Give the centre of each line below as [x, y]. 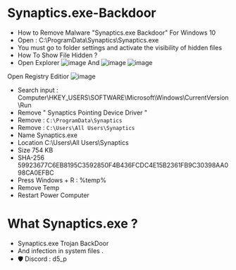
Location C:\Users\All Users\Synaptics [73, 142]
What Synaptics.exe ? [73, 224]
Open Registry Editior [38, 76]
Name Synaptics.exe [47, 135]
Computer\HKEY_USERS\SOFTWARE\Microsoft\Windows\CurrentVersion [123, 98]
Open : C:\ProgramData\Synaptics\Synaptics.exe [88, 40]
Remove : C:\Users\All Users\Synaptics [76, 127]
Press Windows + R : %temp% [62, 180]
